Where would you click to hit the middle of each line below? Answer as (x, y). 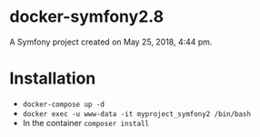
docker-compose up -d (63, 104)
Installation (53, 78)
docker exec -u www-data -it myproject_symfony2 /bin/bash (137, 114)
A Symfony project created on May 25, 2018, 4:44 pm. (111, 42)
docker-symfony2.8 (87, 17)
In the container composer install (86, 122)
